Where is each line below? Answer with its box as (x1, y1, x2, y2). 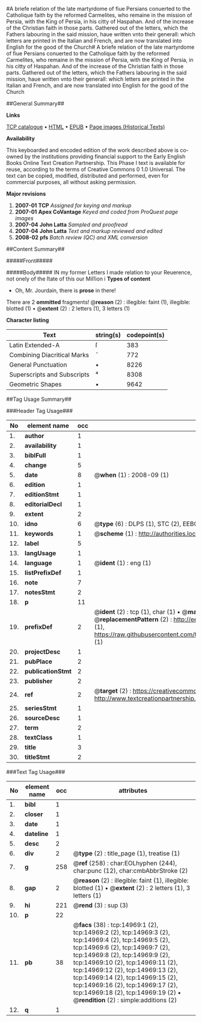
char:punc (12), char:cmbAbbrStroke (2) (73, 867, 188, 875)
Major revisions (6, 190, 46, 197)
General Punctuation (9, 361, 67, 369)
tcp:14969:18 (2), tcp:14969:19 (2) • (73, 988, 182, 997)
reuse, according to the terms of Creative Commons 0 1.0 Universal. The (6, 166, 186, 173)
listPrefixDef (25, 569, 62, 577)
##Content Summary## (6, 246, 65, 252)
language (25, 559, 52, 567)
